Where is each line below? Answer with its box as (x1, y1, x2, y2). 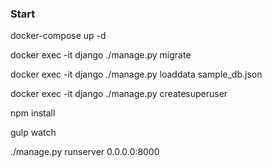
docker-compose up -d (10, 30, 107, 42)
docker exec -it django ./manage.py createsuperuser (10, 88, 228, 100)
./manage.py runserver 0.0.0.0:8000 (10, 146, 160, 158)
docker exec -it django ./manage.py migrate (10, 49, 192, 61)
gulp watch (10, 127, 57, 139)
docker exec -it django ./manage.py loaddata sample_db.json (10, 68, 263, 81)
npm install (10, 107, 56, 119)
